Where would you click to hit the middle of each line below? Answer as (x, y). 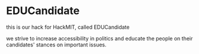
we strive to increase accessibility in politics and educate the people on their (99, 38)
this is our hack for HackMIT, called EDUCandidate (68, 27)
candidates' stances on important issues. (56, 45)
